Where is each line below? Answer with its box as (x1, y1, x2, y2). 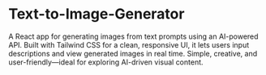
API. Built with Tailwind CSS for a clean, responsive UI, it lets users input (8, 40, 250, 49)
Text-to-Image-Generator (8, 5, 185, 23)
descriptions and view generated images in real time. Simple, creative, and (8, 48, 258, 58)
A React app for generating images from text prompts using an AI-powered (8, 31, 259, 41)
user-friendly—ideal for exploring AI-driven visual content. (8, 57, 204, 67)
